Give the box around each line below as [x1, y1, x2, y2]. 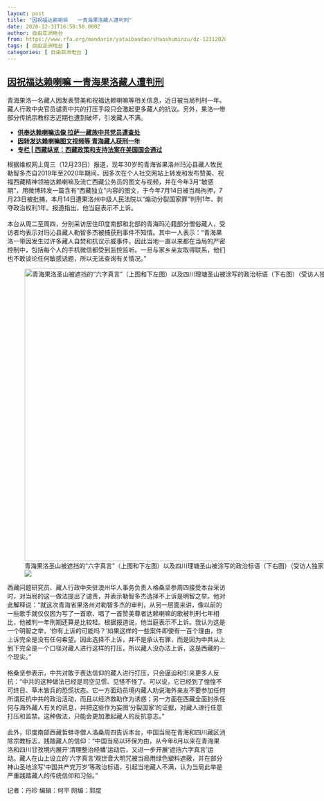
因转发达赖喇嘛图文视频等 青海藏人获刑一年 [17, 137, 141, 145]
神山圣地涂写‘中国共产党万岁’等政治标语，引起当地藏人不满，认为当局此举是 [7, 762, 223, 770]
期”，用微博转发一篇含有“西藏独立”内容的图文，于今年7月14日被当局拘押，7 [7, 186, 223, 194]
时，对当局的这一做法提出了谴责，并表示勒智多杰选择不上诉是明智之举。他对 [7, 592, 226, 600]
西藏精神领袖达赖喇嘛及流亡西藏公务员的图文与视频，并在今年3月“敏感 [12, 178, 214, 186]
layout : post [7, 10, 45, 17]
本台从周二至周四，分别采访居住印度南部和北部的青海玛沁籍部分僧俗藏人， [7, 219, 219, 227]
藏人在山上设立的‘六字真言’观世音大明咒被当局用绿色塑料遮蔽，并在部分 [19, 754, 223, 762]
